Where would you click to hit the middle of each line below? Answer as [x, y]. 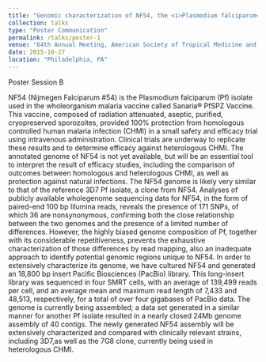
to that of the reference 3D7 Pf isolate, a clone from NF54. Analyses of [123, 190]
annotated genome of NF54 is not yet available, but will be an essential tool [131, 156]
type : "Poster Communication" [58, 30]
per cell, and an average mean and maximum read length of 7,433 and [123, 290]
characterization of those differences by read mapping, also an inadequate [130, 248]
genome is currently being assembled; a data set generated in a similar [124, 307]
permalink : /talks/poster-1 [55, 38]
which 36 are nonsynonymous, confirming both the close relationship [122, 215]
